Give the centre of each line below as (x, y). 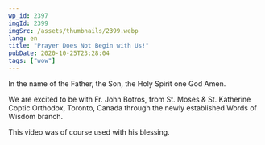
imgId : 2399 (28, 23)
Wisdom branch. (36, 116)
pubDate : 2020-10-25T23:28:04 (59, 53)
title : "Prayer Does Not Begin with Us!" (79, 46)
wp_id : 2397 (28, 16)
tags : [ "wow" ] (32, 61)
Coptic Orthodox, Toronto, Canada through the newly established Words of (133, 108)
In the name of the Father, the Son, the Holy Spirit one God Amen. (117, 83)
